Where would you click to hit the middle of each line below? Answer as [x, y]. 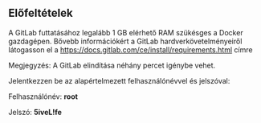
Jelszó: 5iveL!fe [35, 112]
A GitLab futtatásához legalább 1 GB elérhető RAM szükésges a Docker [126, 32]
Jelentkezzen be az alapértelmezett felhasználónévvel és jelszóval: [119, 80]
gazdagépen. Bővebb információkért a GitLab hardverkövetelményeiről [125, 41]
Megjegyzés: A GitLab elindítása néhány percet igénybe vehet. [112, 65]
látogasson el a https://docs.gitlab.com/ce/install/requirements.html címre [130, 49]
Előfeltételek [41, 13]
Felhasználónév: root [43, 96]
